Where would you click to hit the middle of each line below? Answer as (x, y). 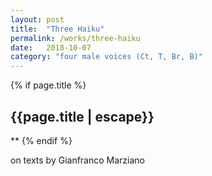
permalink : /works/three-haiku (75, 38)
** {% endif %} (41, 140)
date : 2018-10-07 (51, 47)
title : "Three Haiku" (57, 29)
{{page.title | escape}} (82, 116)
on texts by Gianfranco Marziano (77, 160)
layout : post (37, 19)
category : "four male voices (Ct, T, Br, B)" (106, 57)
